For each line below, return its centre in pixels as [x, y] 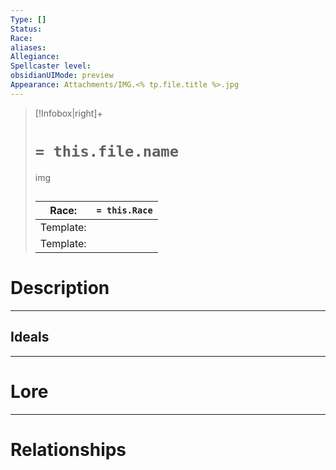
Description [60, 288]
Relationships [68, 449]
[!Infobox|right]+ [68, 113]
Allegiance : [35, 57]
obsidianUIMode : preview [62, 76]
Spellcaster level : [51, 66]
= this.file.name [107, 151]
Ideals [30, 337]
